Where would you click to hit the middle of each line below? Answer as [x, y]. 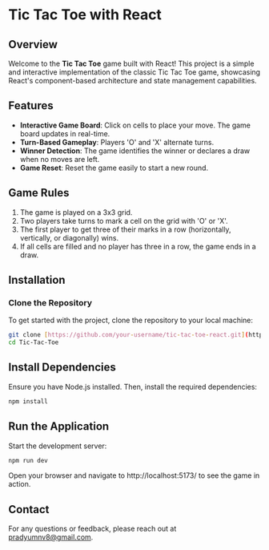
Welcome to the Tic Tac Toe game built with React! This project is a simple [131, 63]
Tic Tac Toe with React [85, 15]
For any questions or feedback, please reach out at [92, 529]
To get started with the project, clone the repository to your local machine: [131, 320]
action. [20, 484]
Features [31, 106]
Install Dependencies [62, 368]
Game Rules [39, 193]
